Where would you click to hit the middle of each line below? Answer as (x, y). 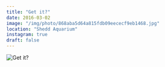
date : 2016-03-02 (28, 18)
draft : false (23, 40)
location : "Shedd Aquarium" (42, 29)
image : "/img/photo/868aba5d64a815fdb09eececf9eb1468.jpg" (83, 23)
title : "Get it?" (28, 12)
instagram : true (27, 35)
